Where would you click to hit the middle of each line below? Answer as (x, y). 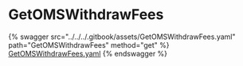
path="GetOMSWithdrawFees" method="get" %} (89, 45)
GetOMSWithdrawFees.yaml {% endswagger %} (88, 53)
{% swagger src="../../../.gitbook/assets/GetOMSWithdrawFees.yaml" (122, 37)
